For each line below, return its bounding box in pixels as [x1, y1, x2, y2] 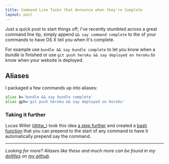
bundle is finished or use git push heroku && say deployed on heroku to [5, 51, 155, 58]
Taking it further [5, 111, 46, 118]
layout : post [5, 12, 33, 17]
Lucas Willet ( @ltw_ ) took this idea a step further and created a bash [5, 123, 147, 129]
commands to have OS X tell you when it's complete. [5, 36, 115, 43]
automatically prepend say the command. [5, 133, 92, 139]
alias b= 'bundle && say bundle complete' [5, 95, 94, 100]
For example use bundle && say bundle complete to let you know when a [5, 46, 155, 52]
